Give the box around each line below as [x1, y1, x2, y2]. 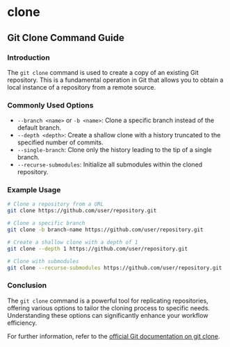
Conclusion [7, 280, 47, 290]
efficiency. [7, 319, 38, 327]
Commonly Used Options [7, 100, 94, 110]
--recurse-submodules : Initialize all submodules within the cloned [17, 160, 203, 169]
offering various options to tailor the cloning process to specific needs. [7, 303, 211, 312]
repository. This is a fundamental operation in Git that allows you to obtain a [7, 76, 224, 84]
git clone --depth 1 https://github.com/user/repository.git [7, 245, 188, 252]
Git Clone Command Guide [7, 32, 125, 44]
